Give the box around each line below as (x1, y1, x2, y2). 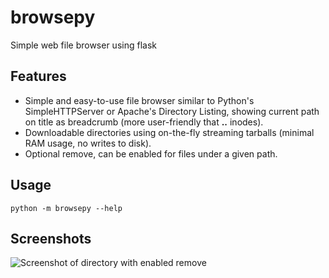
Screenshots (10, 230, 92, 247)
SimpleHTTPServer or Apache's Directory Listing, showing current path (24, 105, 320, 117)
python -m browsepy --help (10, 203, 123, 213)
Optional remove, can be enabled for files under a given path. (24, 147, 278, 160)
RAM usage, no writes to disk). (24, 137, 152, 149)
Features (10, 68, 67, 85)
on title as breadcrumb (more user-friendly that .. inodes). (24, 116, 264, 128)
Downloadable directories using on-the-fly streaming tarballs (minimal (24, 126, 315, 138)
